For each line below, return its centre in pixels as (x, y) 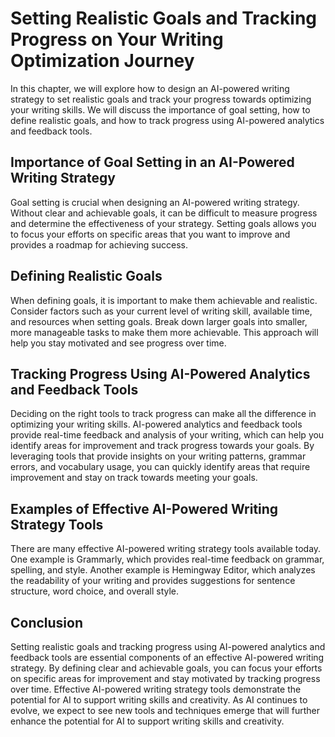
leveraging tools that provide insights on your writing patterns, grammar (158, 456)
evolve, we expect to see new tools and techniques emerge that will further (165, 710)
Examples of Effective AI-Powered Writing (144, 508)
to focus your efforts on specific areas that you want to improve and (150, 234)
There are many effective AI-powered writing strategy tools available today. (166, 549)
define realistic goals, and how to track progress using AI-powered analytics (167, 120)
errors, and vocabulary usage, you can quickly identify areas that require (160, 467)
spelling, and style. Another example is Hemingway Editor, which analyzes (163, 570)
